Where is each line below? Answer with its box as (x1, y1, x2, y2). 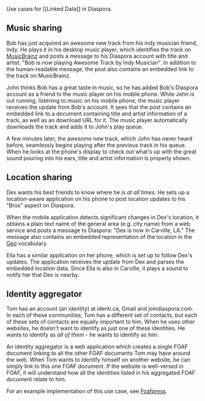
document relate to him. (6, 376, 67, 383)
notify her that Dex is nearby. (6, 271, 80, 278)
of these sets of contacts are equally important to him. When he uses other (6, 318, 196, 325)
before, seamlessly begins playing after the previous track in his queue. (6, 141, 187, 149)
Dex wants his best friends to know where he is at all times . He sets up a (6, 189, 190, 196)
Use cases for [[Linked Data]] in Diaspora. (6, 6, 113, 12)
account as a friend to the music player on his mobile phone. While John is (6, 90, 195, 98)
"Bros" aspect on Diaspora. (6, 201, 75, 209)
